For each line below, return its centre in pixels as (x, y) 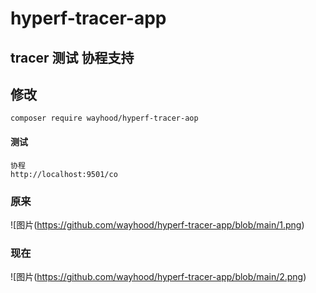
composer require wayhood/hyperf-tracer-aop (104, 118)
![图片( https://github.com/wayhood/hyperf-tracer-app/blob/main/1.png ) (157, 224)
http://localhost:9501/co (64, 174)
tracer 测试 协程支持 (72, 57)
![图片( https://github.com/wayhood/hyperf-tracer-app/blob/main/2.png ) (158, 277)
